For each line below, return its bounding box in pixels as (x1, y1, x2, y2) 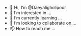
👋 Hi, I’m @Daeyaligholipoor (9, 5, 66, 10)
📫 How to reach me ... (9, 26, 55, 31)
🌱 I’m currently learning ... (9, 15, 62, 20)
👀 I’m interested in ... (9, 10, 52, 16)
